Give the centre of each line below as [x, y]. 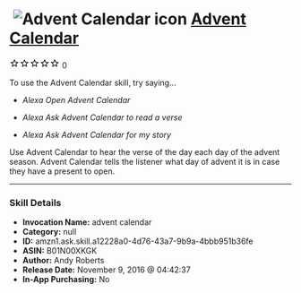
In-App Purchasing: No [66, 280]
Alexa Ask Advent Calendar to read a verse [102, 117]
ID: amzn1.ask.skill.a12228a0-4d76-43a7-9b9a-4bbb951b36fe [138, 241]
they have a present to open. [62, 171]
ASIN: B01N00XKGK [60, 251]
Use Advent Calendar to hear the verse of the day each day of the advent [145, 151]
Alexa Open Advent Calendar [76, 99]
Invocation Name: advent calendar [87, 222]
